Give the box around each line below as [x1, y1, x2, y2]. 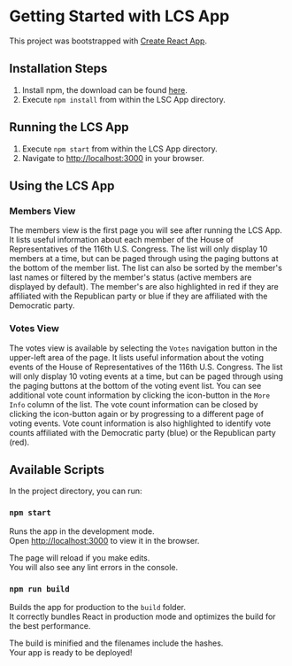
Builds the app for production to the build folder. [9, 601, 187, 612]
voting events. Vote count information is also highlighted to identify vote [9, 418, 272, 429]
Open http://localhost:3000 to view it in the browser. [9, 535, 200, 546]
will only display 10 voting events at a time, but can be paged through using [9, 370, 284, 382]
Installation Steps [9, 61, 108, 76]
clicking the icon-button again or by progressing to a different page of [9, 408, 264, 419]
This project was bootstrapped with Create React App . [9, 35, 208, 46]
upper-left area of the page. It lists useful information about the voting [9, 352, 264, 362]
